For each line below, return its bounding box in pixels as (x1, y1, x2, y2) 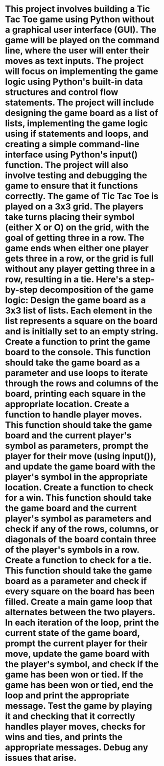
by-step (5, 284, 38, 296)
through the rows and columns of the (5, 378, 159, 389)
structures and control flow (5, 87, 118, 98)
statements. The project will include (5, 97, 154, 108)
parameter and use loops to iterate (5, 368, 148, 379)
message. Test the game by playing (5, 700, 153, 712)
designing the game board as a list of (5, 108, 158, 118)
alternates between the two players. (5, 607, 155, 618)
